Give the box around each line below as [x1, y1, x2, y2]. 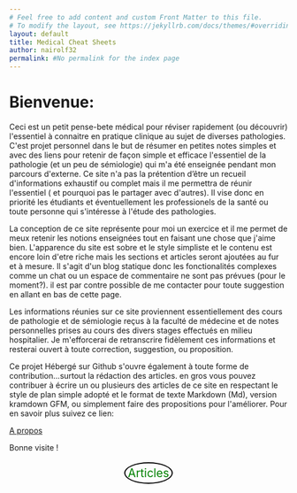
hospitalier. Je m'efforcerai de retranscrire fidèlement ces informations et [9, 334, 276, 345]
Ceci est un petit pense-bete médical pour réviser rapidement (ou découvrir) [9, 121, 288, 132]
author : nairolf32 [9, 46, 77, 55]
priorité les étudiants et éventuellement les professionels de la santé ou [9, 196, 269, 207]
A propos [9, 425, 42, 435]
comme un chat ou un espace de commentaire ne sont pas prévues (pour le [9, 270, 286, 281]
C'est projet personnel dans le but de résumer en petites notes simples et [9, 140, 277, 150]
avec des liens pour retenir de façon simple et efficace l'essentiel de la [9, 150, 267, 160]
